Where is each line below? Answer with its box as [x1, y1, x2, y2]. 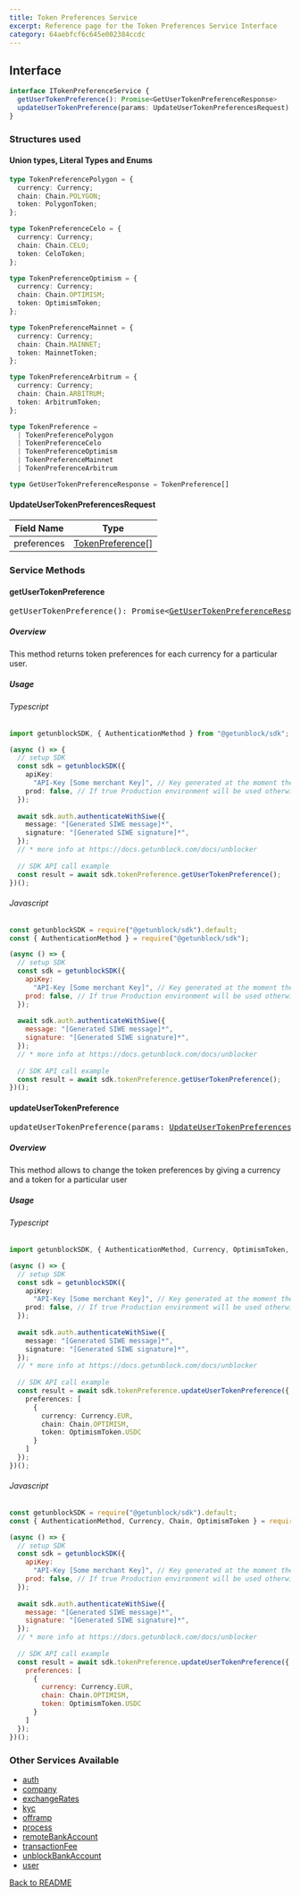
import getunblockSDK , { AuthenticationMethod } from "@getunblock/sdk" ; [9, 729, 290, 738]
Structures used [9, 133, 81, 145]
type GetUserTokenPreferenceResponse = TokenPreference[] [9, 480, 229, 489]
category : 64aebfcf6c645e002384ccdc [9, 30, 146, 39]
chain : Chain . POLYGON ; [17, 192, 102, 201]
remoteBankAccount [21, 1831, 98, 1841]
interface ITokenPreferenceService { [9, 87, 150, 96]
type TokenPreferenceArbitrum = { [9, 373, 138, 382]
